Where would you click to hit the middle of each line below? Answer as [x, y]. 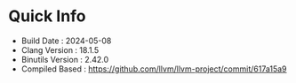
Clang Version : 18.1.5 [60, 49]
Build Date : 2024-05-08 [66, 41]
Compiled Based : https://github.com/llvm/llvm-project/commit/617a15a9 [154, 69]
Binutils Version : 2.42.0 [64, 59]
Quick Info [47, 16]
